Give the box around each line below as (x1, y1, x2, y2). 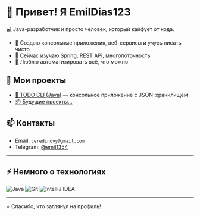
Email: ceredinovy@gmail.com (14, 137, 85, 144)
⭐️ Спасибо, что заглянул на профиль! (6, 203, 101, 210)
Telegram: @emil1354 (14, 143, 68, 151)
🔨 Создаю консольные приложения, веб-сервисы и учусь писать (14, 39, 182, 46)
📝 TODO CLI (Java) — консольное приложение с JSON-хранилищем (14, 91, 189, 98)
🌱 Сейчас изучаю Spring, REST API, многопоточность (14, 52, 151, 59)
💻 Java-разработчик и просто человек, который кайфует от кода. (6, 25, 174, 32)
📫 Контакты (6, 118, 55, 129)
